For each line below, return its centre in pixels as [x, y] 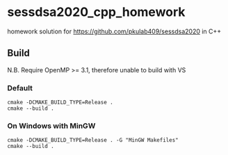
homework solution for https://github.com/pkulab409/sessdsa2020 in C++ [114, 31]
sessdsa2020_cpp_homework [96, 12]
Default [20, 88]
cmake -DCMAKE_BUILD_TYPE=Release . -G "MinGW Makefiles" [93, 140]
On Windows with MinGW [51, 126]
